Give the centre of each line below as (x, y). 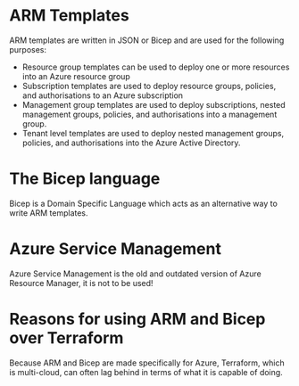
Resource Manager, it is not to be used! (81, 283)
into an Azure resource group (76, 76)
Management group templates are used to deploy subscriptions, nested (154, 104)
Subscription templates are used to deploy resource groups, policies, (149, 86)
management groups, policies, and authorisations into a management (149, 114)
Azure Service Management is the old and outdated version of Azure (135, 274)
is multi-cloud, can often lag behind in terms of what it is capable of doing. (146, 372)
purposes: (28, 49)
